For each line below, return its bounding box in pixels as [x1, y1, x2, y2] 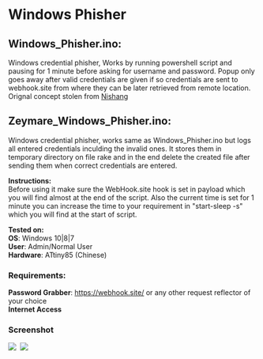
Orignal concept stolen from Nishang [8, 92, 129, 100]
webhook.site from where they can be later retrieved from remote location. [8, 83, 251, 93]
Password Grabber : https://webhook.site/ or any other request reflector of [8, 288, 251, 297]
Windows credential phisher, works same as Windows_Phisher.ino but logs [8, 135, 251, 145]
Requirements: [8, 270, 66, 281]
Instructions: [8, 176, 52, 185]
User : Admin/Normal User [8, 241, 93, 251]
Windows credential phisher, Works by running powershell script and [8, 58, 232, 67]
